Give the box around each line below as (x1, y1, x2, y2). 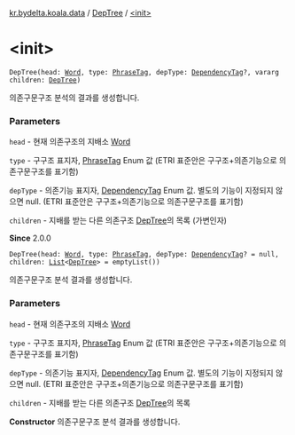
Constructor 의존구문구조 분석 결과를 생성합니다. (9, 416, 181, 427)
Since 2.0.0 (9, 233, 51, 243)
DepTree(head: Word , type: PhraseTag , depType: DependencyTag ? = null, (9, 250, 279, 259)
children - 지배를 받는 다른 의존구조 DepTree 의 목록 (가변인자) (9, 215, 228, 225)
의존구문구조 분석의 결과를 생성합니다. (9, 92, 140, 103)
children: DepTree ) (9, 75, 82, 84)
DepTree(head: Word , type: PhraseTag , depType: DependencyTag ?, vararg (9, 67, 279, 76)
